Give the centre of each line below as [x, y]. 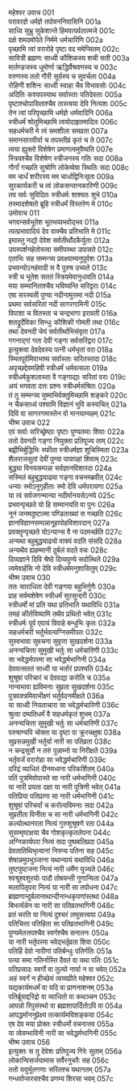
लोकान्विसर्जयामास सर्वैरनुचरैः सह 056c [59, 1060]
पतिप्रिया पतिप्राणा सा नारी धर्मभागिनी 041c [62, 796]
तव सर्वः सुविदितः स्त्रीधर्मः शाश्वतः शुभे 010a [63, 195]
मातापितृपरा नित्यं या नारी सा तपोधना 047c [63, 887]
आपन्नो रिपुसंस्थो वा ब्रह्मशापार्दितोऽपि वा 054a [65, 1006]
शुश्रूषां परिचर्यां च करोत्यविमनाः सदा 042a [61, 805]
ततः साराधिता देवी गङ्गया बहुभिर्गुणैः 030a [62, 586]
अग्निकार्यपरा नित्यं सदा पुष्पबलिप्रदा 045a [61, 842]
